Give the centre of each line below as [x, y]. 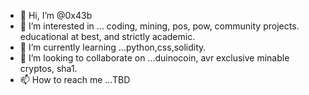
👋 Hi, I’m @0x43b [56, 15]
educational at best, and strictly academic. [107, 36]
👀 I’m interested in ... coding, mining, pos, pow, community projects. [159, 26]
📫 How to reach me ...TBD [75, 79]
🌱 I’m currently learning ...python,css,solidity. [113, 47]
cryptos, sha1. [48, 68]
